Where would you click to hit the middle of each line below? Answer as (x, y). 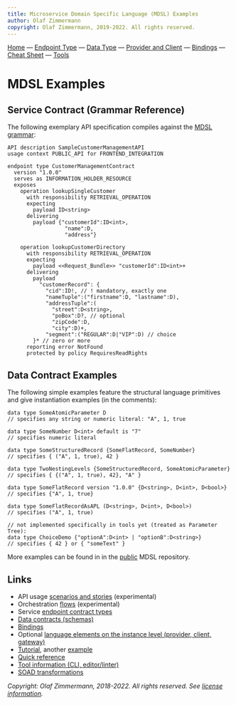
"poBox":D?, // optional (89, 316)
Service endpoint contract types (65, 612)
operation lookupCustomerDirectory (73, 247)
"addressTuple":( (71, 303)
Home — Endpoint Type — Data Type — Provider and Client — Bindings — (117, 48)
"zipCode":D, (71, 322)
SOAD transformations (50, 672)
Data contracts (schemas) (55, 619)
